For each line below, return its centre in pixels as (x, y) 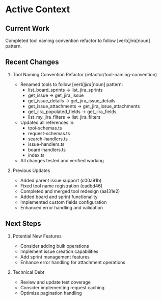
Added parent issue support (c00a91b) (61, 180)
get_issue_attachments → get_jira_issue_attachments (84, 106)
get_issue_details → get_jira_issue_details (72, 100)
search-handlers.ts (48, 139)
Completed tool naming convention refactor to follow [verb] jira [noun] (78, 40)
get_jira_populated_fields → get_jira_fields (72, 112)
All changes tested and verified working (62, 160)
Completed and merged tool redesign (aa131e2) (70, 191)
